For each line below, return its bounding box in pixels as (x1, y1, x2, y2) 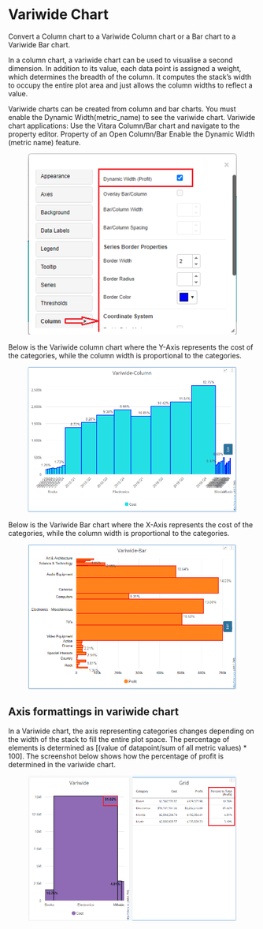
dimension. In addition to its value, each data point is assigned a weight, (8, 63, 242, 73)
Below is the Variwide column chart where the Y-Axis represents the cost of (8, 342, 254, 352)
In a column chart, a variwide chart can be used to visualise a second (8, 55, 234, 65)
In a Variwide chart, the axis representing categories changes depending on (8, 726, 254, 736)
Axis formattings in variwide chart (8, 705, 180, 719)
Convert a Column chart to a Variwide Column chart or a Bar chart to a (8, 32, 236, 41)
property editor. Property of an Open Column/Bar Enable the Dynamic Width (8, 129, 255, 139)
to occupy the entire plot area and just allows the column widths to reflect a (8, 81, 254, 90)
